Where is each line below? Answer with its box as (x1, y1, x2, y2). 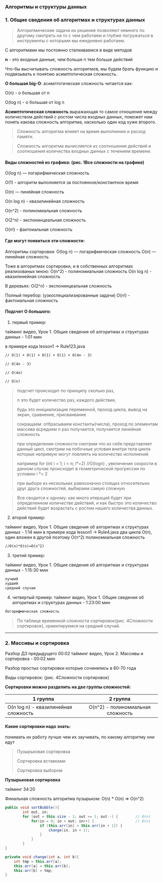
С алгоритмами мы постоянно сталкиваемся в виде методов (5, 47, 132, 53)
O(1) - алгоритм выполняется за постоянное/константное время (5, 180, 139, 186)
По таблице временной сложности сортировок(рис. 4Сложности (16, 618, 153, 624)
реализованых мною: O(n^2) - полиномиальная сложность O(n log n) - (5, 268, 152, 274)
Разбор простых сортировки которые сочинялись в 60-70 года (5, 665, 137, 671)
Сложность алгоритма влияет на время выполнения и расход (16, 129, 146, 135)
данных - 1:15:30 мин (5, 567, 49, 573)
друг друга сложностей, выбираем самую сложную (16, 486, 125, 492)
